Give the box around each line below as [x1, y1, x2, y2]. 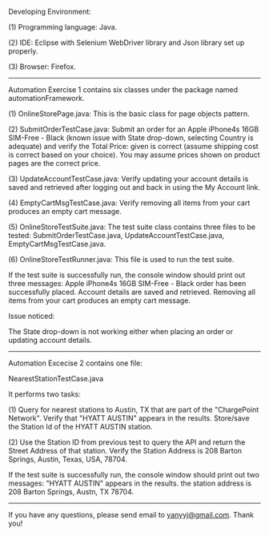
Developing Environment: [8, 7, 92, 16]
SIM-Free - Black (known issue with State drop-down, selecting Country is [8, 133, 254, 143]
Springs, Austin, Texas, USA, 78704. [8, 454, 128, 464]
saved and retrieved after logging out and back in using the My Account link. [8, 183, 261, 191]
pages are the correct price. [8, 159, 101, 167]
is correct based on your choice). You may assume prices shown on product [8, 150, 260, 159]
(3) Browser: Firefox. [8, 62, 76, 71]
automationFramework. [8, 94, 85, 103]
